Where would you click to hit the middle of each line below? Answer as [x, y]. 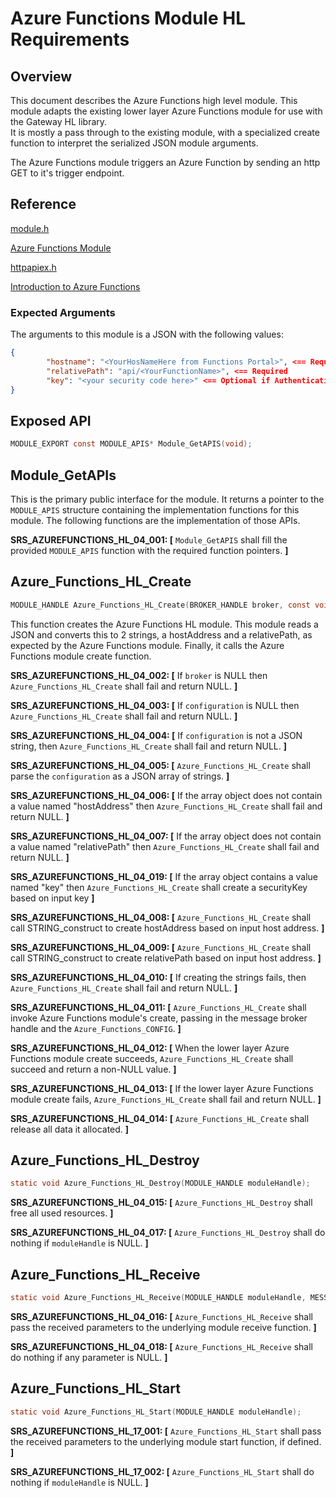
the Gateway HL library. [59, 121]
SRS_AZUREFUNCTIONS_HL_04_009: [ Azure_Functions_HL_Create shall [161, 947]
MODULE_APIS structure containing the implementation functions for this [155, 509]
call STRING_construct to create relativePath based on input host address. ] [166, 958]
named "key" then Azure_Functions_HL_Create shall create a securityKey [159, 887]
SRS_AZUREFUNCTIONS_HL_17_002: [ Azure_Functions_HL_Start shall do [162, 1471]
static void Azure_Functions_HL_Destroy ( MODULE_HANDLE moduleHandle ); [160, 1183]
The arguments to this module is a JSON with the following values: [147, 334]
